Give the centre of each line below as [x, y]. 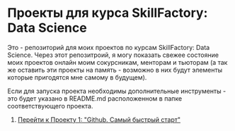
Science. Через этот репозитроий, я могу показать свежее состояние [113, 55]
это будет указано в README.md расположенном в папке [95, 98]
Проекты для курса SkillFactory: [108, 13]
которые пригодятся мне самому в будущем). [77, 77]
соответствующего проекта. [50, 106]
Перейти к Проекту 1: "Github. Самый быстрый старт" [99, 119]
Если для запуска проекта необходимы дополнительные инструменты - [117, 91]
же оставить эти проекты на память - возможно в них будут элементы [115, 70]
